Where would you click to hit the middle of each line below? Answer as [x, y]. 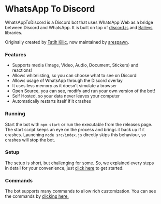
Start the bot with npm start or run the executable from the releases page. [79, 124]
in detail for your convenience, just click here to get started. [65, 168]
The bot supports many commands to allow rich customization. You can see [80, 191]
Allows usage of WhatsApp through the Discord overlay [67, 80]
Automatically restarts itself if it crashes [51, 101]
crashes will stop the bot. [30, 140]
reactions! [22, 70]
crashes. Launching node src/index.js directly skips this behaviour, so [76, 135]
